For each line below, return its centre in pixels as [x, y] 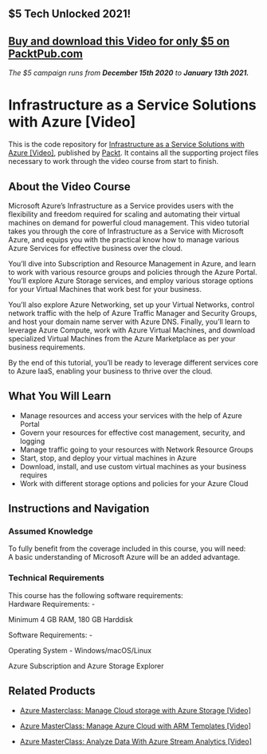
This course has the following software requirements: [96, 595]
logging [32, 441]
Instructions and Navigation [79, 509]
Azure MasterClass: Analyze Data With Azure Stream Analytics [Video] [136, 741]
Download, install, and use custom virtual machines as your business [133, 466]
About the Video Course [70, 187]
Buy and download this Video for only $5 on [119, 41]
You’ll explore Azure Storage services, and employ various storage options [131, 281]
